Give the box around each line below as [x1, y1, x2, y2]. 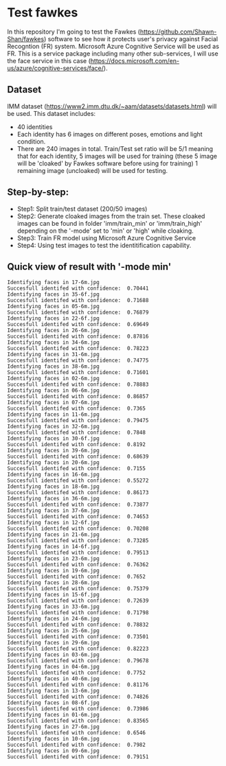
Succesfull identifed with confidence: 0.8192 [7, 441, 146, 448]
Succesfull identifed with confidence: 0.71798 [7, 610, 149, 616]
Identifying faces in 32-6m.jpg [7, 423, 100, 430]
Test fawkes [7, 5, 78, 21]
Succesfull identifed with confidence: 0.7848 [7, 429, 146, 437]
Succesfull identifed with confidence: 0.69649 [7, 321, 149, 328]
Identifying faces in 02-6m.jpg [7, 375, 100, 382]
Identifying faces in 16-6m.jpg [7, 472, 100, 478]
